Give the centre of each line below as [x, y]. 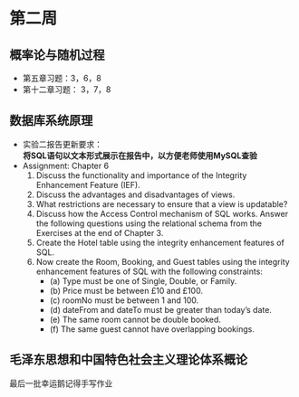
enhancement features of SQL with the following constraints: [149, 271]
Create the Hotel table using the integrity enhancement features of [160, 242]
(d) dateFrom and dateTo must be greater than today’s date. [160, 309]
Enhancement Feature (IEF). [88, 184]
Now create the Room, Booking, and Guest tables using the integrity [163, 261]
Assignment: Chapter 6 [66, 165]
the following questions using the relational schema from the [149, 223]
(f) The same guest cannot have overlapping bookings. [152, 329]
